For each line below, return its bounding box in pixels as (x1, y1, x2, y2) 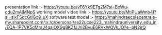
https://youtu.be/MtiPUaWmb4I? (92, 9, 157, 15)
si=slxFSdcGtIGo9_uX (5, 14, 49, 20)
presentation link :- (5, 4, 43, 10)
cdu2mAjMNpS (5, 9, 35, 15)
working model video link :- (36, 9, 91, 15)
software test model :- (49, 14, 94, 20)
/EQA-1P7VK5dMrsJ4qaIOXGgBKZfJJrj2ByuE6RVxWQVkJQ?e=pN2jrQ (5, 24, 146, 30)
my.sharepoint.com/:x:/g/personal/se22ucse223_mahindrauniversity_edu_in (5, 19, 157, 25)
